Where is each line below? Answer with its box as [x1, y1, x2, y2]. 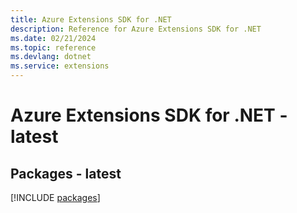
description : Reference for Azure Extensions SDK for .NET [10, 24, 262, 34]
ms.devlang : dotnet [10, 52, 92, 62]
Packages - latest [10, 165, 122, 182]
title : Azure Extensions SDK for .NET [10, 14, 172, 25]
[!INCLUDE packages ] [10, 192, 101, 203]
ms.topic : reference [10, 42, 97, 53]
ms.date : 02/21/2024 [10, 33, 97, 43]
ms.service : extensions [10, 61, 110, 71]
